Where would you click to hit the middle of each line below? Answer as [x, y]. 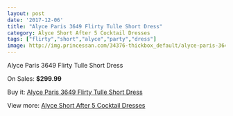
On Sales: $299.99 [35, 79]
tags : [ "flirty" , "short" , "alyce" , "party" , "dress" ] [82, 39]
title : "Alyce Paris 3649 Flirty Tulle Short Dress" [85, 26]
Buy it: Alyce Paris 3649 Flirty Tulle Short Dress [75, 92]
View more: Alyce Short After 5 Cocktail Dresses [76, 105]
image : [17, 46]
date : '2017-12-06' [35, 20]
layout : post [26, 13]
